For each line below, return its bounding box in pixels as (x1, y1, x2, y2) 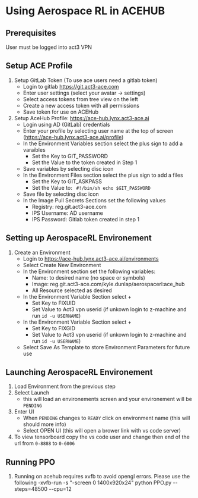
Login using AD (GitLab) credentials (23, 121, 110, 128)
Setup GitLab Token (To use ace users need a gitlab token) (14, 76, 158, 84)
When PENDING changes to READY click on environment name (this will (23, 415, 190, 422)
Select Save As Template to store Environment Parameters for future (23, 343, 190, 350)
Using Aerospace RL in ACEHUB (5, 4, 165, 18)
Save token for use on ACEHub (23, 108, 99, 115)
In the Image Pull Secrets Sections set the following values (23, 196, 166, 203)
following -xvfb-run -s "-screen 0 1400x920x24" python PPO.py (14, 479, 172, 486)
